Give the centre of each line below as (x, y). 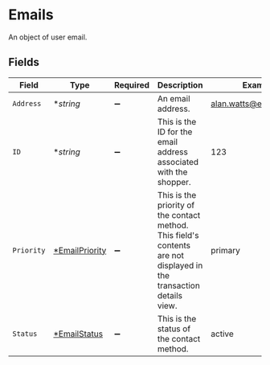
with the (172, 172)
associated (178, 162)
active (223, 334)
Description (180, 84)
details (170, 295)
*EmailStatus (78, 334)
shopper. (174, 182)
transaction (179, 285)
